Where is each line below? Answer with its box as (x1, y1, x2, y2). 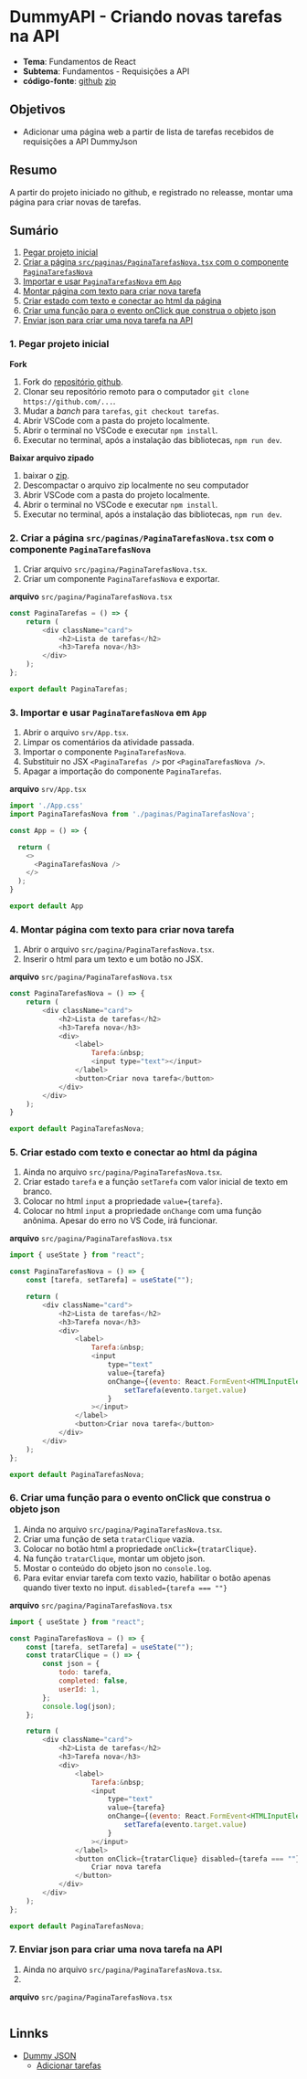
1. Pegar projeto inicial (9, 338, 110, 351)
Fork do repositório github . (22, 376, 123, 387)
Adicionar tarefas (36, 2060, 102, 2071)
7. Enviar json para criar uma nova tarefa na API (9, 1943, 223, 1956)
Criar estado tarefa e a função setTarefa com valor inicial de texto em (22, 1177, 289, 1187)
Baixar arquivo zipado (9, 452, 94, 463)
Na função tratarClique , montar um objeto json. (22, 1553, 206, 1564)
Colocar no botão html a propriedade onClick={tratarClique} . (22, 1543, 258, 1554)
